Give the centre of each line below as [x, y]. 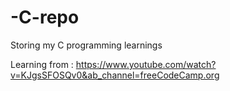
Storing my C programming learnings [86, 45]
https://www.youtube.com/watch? [146, 64]
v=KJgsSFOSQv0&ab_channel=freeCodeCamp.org [115, 75]
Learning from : [42, 64]
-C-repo [45, 17]
